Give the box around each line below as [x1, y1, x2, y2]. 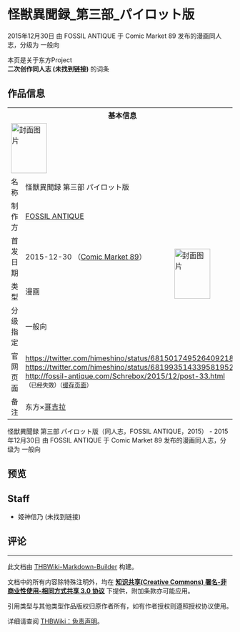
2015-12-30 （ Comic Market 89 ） [25, 252, 146, 262]
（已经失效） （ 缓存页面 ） [25, 381, 93, 390]
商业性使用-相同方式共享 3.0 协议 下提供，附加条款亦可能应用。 [7, 586, 194, 595]
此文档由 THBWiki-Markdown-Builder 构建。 [7, 562, 138, 571]
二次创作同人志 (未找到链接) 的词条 [7, 64, 109, 73]
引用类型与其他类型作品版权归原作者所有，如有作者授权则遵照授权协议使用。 [7, 601, 233, 610]
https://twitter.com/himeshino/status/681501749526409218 [25, 353, 234, 363]
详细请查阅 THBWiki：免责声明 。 [7, 616, 104, 626]
